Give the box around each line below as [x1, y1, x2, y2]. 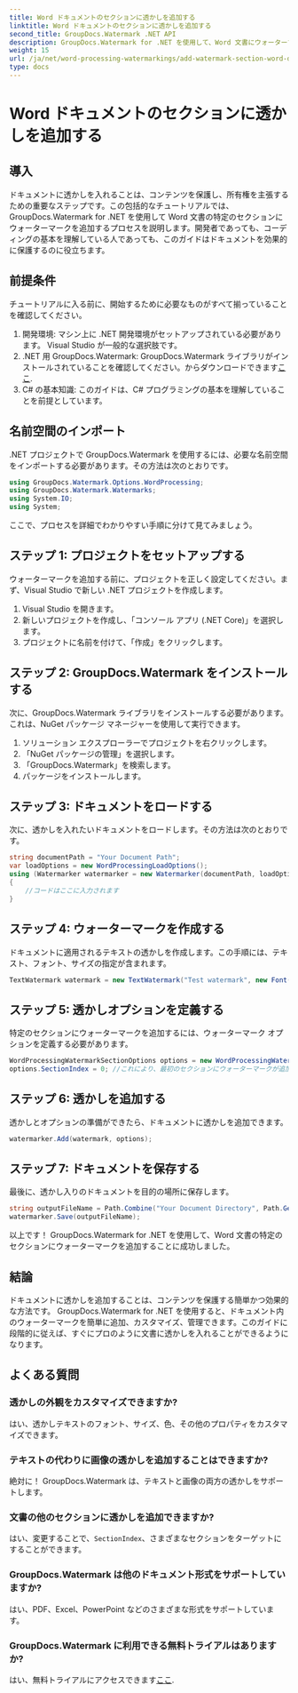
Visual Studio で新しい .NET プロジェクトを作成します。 [24, 584, 228, 595]
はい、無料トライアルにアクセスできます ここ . [9, 1674, 175, 1685]
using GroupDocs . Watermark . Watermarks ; [9, 486, 157, 495]
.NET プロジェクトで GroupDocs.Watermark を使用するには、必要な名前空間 [9, 449, 288, 459]
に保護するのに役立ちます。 [9, 244, 110, 255]
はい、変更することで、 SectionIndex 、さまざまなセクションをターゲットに [9, 1533, 282, 1544]
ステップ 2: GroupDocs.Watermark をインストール [9, 666, 288, 681]
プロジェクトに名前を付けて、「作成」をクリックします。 [21, 636, 228, 647]
